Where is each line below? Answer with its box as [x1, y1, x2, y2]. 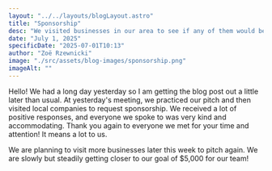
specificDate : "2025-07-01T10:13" [8, 42, 125, 50]
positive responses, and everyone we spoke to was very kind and [8, 112, 227, 122]
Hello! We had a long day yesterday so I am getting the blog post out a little [8, 86, 259, 96]
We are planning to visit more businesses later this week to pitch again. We [8, 144, 258, 154]
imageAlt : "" [8, 65, 53, 73]
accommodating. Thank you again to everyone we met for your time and [8, 120, 249, 130]
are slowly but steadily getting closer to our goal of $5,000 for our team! [8, 153, 249, 163]
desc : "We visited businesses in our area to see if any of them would [8, 27, 255, 35]
